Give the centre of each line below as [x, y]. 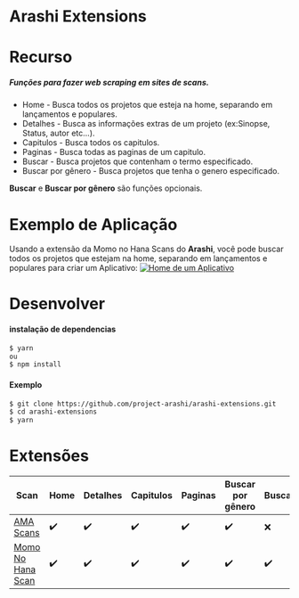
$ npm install [36, 365]
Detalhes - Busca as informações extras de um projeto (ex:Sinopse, [146, 124]
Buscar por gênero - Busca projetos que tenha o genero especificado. [151, 171]
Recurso [41, 57]
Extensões [49, 456]
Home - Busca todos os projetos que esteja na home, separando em [147, 105]
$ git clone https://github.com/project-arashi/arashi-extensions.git [143, 404]
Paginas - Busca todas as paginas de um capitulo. [114, 152]
